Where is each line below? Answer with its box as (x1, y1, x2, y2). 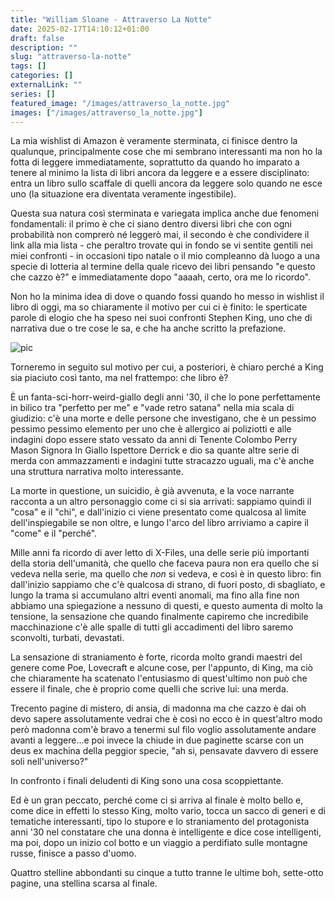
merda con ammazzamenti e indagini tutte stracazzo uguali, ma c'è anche (10, 455, 315, 467)
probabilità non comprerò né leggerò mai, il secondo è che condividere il (10, 229, 310, 241)
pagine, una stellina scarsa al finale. (10, 877, 158, 890)
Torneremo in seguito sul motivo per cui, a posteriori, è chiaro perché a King (10, 361, 324, 373)
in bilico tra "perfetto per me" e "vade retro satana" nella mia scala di (10, 402, 295, 414)
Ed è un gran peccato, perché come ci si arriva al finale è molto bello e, (10, 794, 304, 806)
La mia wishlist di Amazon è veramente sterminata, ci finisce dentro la (10, 135, 298, 147)
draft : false (10, 33, 65, 43)
